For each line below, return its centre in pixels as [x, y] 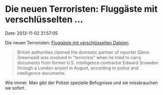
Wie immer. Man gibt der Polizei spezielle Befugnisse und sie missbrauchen [81, 83]
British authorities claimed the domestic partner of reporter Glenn [83, 52]
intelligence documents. [41, 73]
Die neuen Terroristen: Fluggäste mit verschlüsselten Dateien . [68, 42]
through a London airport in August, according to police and [78, 68]
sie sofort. [15, 88]
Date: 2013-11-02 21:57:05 [31, 33]
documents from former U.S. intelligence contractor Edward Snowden [88, 63]
